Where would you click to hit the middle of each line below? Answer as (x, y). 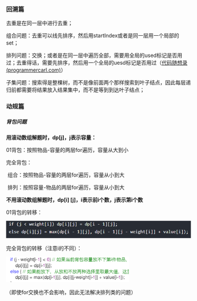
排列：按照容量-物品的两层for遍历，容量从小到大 (66, 187)
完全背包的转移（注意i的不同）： (44, 248)
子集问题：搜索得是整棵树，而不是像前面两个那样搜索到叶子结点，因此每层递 (98, 83)
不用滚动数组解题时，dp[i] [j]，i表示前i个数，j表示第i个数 (75, 200)
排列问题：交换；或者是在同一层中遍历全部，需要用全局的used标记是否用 (94, 55)
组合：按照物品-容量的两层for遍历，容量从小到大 (66, 175)
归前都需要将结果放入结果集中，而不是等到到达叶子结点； (75, 90)
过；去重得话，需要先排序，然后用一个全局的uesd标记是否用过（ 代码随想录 (97, 63)
